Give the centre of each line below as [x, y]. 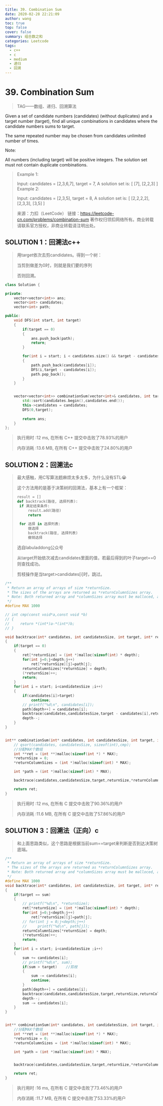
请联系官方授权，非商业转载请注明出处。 [57, 225]
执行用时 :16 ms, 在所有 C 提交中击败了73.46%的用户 [70, 1088]
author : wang [18, 18]
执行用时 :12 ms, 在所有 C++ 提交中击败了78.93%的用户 [73, 438]
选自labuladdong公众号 [40, 547]
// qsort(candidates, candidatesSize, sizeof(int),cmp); [73, 745]
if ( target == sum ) [32, 895]
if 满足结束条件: [34, 506]
